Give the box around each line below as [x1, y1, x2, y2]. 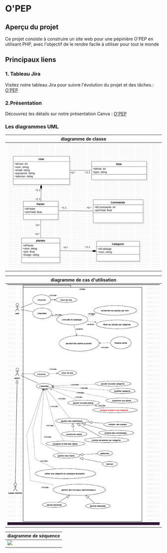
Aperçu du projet [5, 23, 59, 31]
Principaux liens [5, 56, 56, 64]
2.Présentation [5, 99, 42, 106]
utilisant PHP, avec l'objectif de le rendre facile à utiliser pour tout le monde [5, 41, 159, 47]
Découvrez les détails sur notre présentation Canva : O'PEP [5, 110, 127, 117]
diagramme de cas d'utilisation [50, 277, 117, 283]
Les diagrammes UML [5, 123, 59, 130]
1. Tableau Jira [5, 71, 41, 78]
